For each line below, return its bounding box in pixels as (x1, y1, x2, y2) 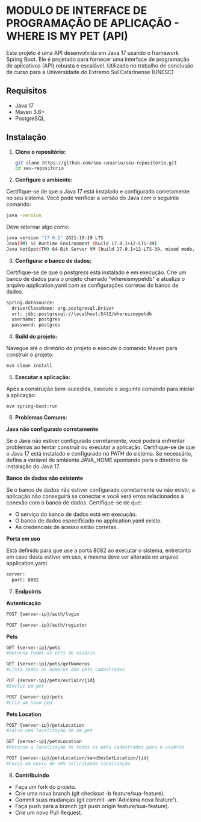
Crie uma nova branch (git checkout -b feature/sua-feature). (14, 789, 165, 797)
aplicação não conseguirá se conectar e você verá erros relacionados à (6, 492, 184, 500)
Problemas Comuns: (14, 414, 67, 421)
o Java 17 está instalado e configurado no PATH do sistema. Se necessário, (6, 450, 193, 457)
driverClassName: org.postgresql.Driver (11, 305, 114, 311)
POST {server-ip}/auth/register (6, 622, 87, 628)
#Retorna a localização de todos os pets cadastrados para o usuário (6, 744, 185, 750)
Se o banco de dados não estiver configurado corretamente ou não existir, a (6, 486, 196, 494)
